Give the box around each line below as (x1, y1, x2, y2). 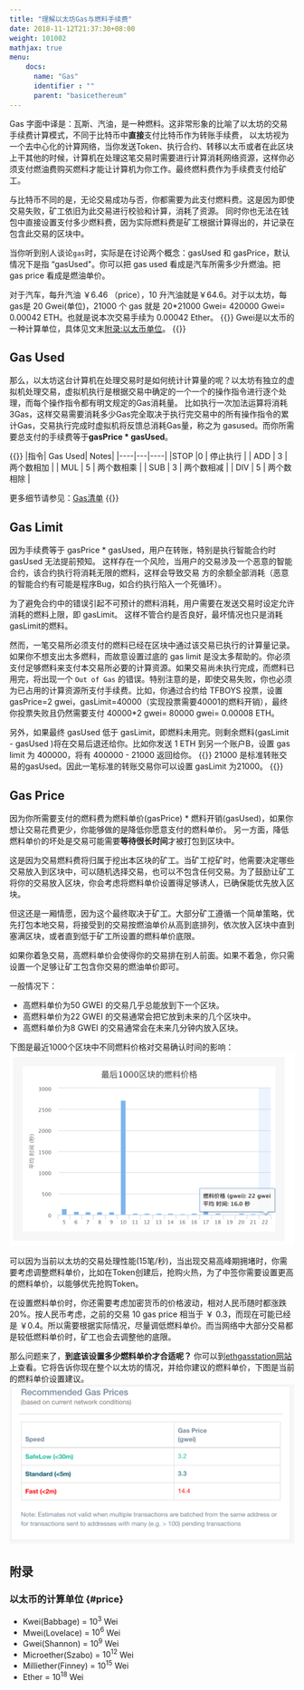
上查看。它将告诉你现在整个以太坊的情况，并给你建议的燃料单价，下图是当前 (9, 1361, 295, 1372)
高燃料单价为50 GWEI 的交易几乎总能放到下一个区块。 (22, 1000, 224, 1011)
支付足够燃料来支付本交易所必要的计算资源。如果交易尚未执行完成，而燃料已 (9, 662, 295, 674)
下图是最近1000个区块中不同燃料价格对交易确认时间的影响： (9, 1042, 234, 1052)
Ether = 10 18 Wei (22, 1670, 84, 1682)
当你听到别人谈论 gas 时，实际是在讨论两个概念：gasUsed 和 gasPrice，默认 (9, 247, 290, 258)
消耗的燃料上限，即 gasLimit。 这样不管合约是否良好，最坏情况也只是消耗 (9, 610, 283, 620)
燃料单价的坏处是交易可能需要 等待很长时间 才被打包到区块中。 (9, 836, 240, 847)
